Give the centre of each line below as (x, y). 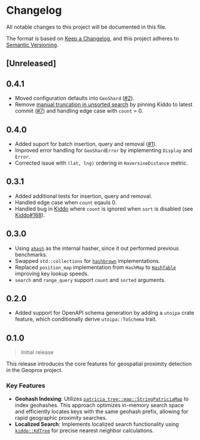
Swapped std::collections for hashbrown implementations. (87, 261)
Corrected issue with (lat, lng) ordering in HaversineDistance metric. (101, 163)
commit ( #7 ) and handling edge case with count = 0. (79, 111)
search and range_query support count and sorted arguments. (90, 280)
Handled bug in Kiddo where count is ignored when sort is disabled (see (104, 209)
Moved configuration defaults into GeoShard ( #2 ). (75, 98)
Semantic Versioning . (32, 45)
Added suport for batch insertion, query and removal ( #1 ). (86, 144)
